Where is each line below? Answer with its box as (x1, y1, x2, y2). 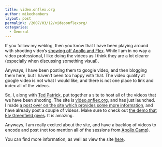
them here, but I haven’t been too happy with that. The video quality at (5, 73, 145, 78)
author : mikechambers (5, 12, 49, 16)
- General (9, 29, 29, 34)
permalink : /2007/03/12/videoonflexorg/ (5, 20, 88, 26)
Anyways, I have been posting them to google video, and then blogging (5, 67, 147, 73)
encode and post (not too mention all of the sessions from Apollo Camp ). (5, 127, 150, 133)
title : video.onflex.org (5, 7, 55, 12)
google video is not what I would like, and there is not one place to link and (5, 78, 154, 83)
